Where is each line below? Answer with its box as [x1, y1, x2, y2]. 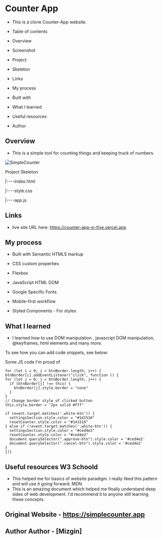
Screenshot [12, 47, 36, 53]
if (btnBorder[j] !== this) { [9, 381, 71, 386]
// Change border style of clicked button [5, 398, 93, 404]
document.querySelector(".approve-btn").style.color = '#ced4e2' [9, 437, 145, 442]
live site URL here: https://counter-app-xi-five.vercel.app [12, 224, 127, 230]
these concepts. [12, 497, 45, 502]
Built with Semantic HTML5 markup [12, 251, 84, 257]
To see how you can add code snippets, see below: [5, 349, 108, 356]
